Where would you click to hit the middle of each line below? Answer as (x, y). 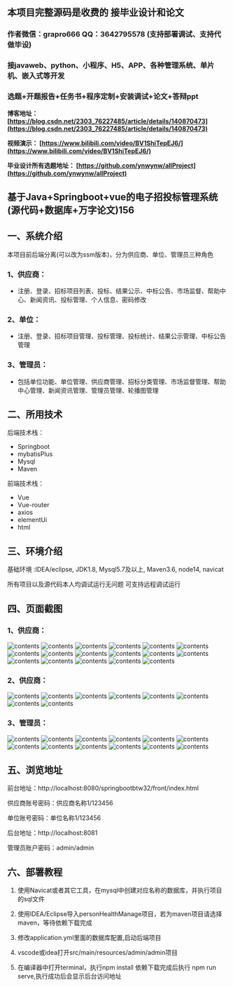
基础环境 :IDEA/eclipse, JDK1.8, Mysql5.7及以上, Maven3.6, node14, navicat (115, 570)
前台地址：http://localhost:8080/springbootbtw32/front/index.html (103, 788)
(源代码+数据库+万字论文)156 (71, 210)
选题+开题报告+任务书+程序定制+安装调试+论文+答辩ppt (103, 97)
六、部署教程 (35, 872)
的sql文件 (31, 899)
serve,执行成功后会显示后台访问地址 (69, 976)
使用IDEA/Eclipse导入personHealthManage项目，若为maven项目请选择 (120, 914)
